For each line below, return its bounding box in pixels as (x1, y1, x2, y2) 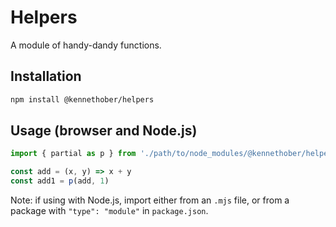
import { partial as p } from (10, 149, 137, 159)
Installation (10, 68, 82, 85)
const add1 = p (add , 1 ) (10, 176, 110, 186)
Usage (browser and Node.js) (10, 122, 198, 140)
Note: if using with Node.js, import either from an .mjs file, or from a (10, 194, 290, 206)
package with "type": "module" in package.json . (10, 205, 209, 217)
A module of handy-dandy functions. (10, 39, 162, 51)
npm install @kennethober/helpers (10, 94, 155, 105)
